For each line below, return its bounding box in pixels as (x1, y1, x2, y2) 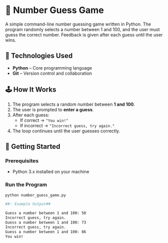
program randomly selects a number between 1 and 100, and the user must (5, 26, 160, 32)
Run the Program (5, 181, 47, 188)
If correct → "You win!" (20, 117, 69, 123)
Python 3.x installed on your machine (12, 169, 89, 175)
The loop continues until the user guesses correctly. (12, 128, 120, 134)
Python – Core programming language (12, 65, 92, 71)
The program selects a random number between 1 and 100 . (12, 101, 135, 107)
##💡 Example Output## (5, 201, 51, 207)
